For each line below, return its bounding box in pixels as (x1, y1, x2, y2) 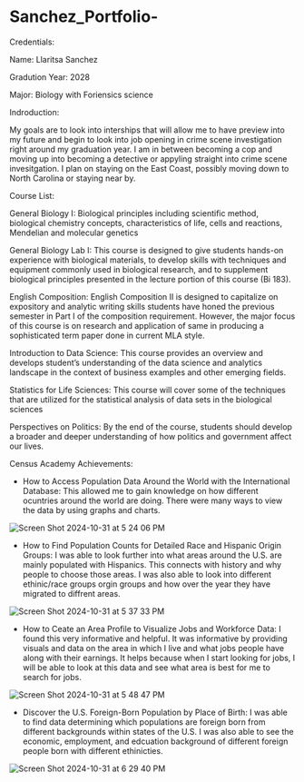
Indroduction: (9, 106, 60, 117)
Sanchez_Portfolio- (9, 6, 159, 27)
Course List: (9, 190, 54, 201)
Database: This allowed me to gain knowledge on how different (22, 485, 259, 496)
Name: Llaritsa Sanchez (9, 54, 98, 64)
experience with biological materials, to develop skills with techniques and (9, 254, 287, 265)
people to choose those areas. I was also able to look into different (22, 569, 272, 579)
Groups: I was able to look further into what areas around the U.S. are (22, 549, 283, 560)
